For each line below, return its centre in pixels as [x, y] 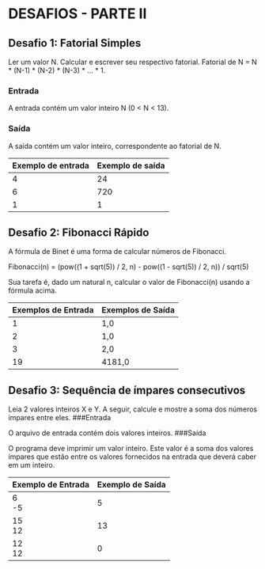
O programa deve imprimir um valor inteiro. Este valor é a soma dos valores [131, 449]
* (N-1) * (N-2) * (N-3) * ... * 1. [57, 70]
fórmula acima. [32, 290]
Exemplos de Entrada [53, 310]
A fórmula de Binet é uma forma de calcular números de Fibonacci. [117, 252]
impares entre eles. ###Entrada [60, 418]
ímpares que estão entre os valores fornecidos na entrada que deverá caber [132, 457]
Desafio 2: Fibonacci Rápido [79, 232]
